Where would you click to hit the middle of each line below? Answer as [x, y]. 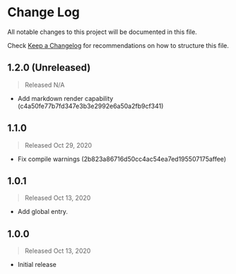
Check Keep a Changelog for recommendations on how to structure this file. [118, 45]
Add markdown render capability [65, 98]
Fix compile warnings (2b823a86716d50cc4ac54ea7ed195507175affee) [122, 159]
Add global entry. [43, 212]
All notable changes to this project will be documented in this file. [102, 32]
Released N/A [45, 85]
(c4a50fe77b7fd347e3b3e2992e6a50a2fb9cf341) [90, 106]
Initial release [37, 265]
